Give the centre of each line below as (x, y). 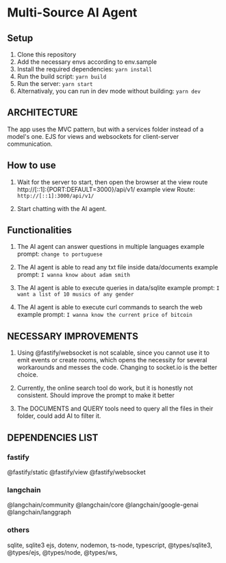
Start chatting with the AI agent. (62, 208)
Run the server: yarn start (55, 84)
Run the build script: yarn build (62, 76)
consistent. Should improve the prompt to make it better (96, 395)
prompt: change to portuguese (60, 254)
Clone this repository (47, 54)
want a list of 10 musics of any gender (75, 295)
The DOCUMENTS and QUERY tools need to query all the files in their (115, 409)
